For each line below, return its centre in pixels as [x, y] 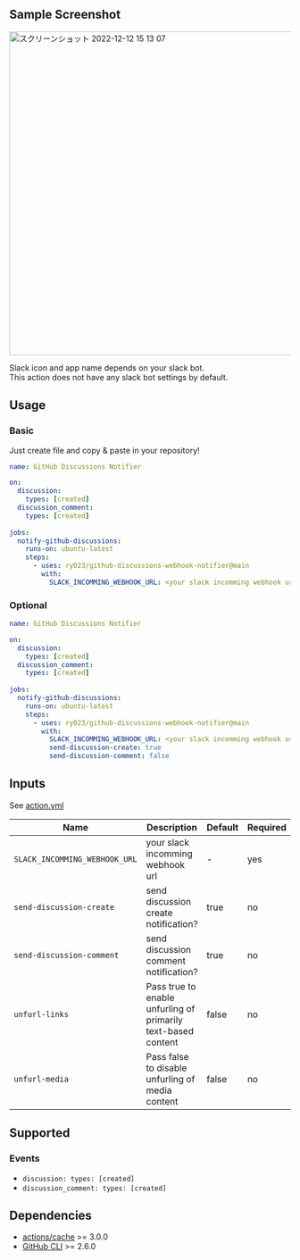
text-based [170, 1031]
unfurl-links [42, 1014]
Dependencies [50, 1215]
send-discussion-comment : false [109, 756]
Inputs [28, 784]
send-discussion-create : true [105, 748]
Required [267, 827]
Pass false [167, 1056]
